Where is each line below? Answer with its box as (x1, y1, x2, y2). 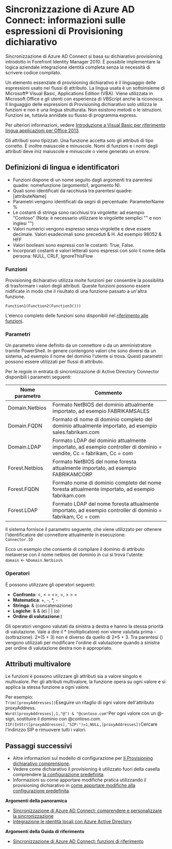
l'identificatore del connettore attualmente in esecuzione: (5, 532, 126, 538)
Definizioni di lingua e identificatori (5, 163, 119, 172)
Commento (94, 389, 122, 396)
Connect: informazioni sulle (5, 14, 126, 26)
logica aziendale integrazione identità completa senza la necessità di (5, 64, 150, 70)
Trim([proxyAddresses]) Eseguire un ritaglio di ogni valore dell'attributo (5, 699, 155, 706)
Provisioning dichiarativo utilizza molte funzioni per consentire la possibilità (5, 278, 164, 284)
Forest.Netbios (8, 464, 44, 472)
